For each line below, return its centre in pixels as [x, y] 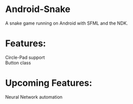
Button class [18, 63]
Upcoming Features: [49, 83]
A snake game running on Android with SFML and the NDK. [67, 23]
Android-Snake [38, 9]
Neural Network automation [34, 97]
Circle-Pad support [25, 57]
